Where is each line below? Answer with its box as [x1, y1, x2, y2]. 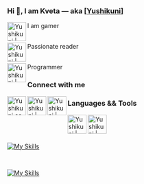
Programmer [27, 63, 63, 71]
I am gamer [27, 22, 60, 30]
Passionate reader [27, 43, 79, 51]
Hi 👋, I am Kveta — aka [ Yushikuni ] [7, 6, 124, 16]
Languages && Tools [67, 99, 137, 108]
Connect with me [27, 80, 86, 90]
